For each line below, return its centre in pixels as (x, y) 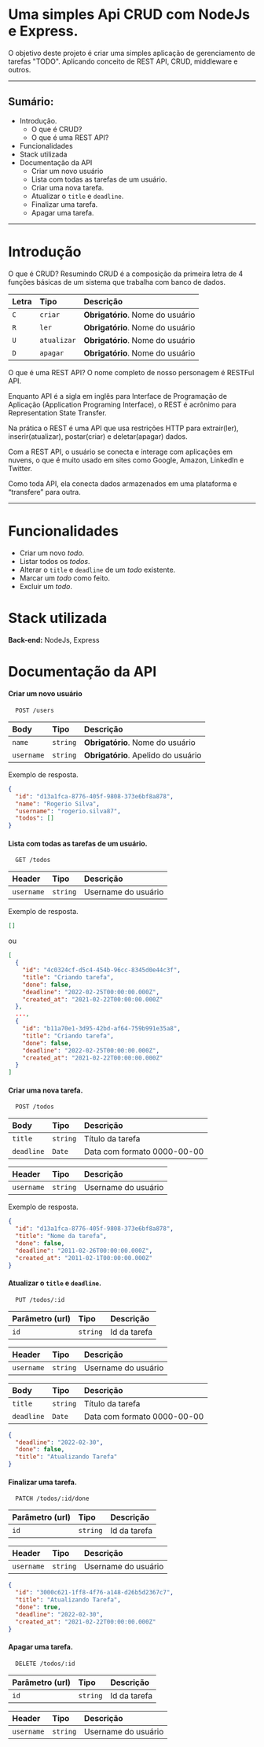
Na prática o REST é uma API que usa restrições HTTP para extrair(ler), (123, 428)
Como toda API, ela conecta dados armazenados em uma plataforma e (123, 483)
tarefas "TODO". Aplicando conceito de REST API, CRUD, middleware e (123, 61)
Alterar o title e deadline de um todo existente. (97, 569)
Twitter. (20, 468)
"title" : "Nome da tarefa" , (61, 1237)
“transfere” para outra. (44, 492)
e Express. (43, 31)
